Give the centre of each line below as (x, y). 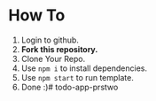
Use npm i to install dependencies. (84, 68)
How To (37, 16)
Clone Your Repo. (53, 58)
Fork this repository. (59, 49)
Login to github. (50, 40)
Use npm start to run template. (77, 77)
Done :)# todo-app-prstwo (70, 87)
